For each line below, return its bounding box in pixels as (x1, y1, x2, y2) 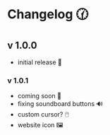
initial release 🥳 (17, 58, 62, 66)
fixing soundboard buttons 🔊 (17, 100, 104, 108)
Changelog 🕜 (7, 6, 89, 23)
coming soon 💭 (17, 92, 62, 100)
